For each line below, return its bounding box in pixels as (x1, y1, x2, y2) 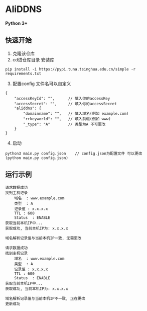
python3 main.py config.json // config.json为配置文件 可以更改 (5, 151, 142, 156)
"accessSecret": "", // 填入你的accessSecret (14, 101, 117, 106)
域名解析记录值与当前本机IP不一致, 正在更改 (5, 296, 85, 301)
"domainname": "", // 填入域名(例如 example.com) (23, 111, 129, 116)
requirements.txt (5, 71, 42, 76)
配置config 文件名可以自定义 (12, 81, 71, 87)
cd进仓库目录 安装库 (12, 56, 55, 62)
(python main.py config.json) (5, 155, 69, 161)
